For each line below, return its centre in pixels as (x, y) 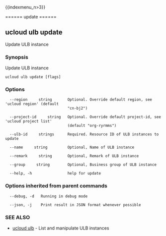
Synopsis (17, 57)
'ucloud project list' (29, 121)
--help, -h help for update (55, 174)
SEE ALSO (18, 217)
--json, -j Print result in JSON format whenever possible (75, 205)
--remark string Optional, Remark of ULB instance (74, 156)
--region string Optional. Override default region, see (81, 100)
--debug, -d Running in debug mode (49, 196)
